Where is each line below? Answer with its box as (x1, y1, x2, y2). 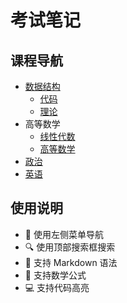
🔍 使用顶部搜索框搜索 (24, 241, 116, 253)
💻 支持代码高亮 (24, 281, 90, 293)
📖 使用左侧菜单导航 (24, 228, 104, 240)
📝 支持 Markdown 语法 (24, 256, 118, 268)
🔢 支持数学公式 (24, 269, 87, 281)
